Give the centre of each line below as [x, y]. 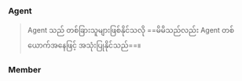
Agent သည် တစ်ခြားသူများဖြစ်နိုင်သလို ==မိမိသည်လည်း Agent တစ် [131, 30]
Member [25, 70]
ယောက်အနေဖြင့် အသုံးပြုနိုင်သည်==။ [84, 45]
